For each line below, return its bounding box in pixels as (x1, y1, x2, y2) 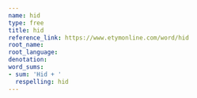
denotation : (8, 56, 47, 64)
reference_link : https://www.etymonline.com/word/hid (8, 33, 190, 42)
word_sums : (8, 63, 44, 71)
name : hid (8, 11, 41, 20)
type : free (8, 19, 44, 27)
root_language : (8, 48, 59, 56)
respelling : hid (15, 77, 69, 85)
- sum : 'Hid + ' (8, 70, 62, 78)
